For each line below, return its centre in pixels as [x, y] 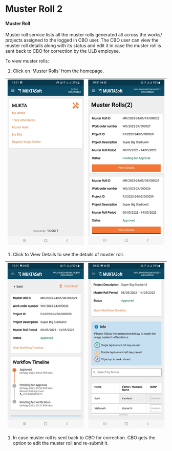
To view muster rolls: [27, 61]
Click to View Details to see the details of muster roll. [68, 254]
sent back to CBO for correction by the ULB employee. [63, 51]
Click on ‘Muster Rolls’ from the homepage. [58, 71]
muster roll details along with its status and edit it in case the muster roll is [83, 46]
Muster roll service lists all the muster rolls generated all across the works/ [84, 35]
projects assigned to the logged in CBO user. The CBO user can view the [82, 40]
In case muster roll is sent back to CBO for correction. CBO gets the [84, 438]
